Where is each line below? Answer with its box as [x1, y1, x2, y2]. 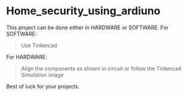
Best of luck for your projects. [6, 82, 80, 90]
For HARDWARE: [6, 53, 47, 60]
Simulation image [20, 71, 64, 78]
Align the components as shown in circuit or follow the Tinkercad [20, 64, 182, 72]
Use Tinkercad [20, 42, 58, 49]
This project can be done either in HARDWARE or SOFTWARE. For [6, 24, 169, 31]
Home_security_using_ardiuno [6, 4, 161, 18]
